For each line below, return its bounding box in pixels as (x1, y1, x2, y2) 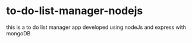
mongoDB (6, 29, 31, 37)
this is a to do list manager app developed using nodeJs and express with (6, 24, 186, 31)
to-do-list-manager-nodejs (6, 4, 143, 18)
